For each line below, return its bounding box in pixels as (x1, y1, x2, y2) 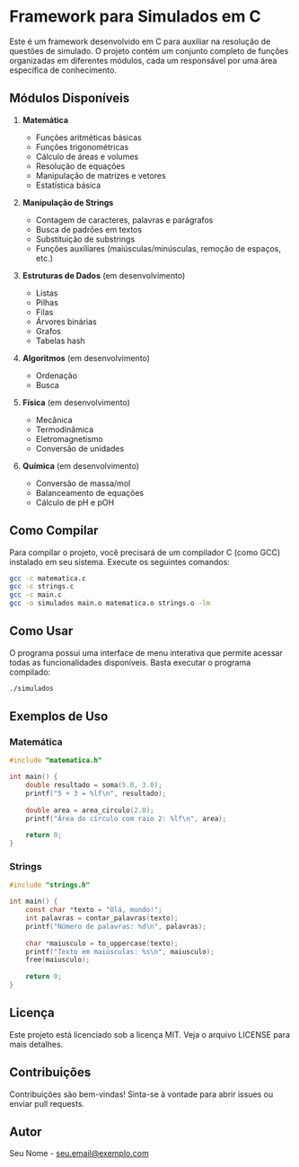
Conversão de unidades (35, 443, 125, 454)
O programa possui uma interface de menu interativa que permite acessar (9, 647, 283, 658)
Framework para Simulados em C (9, 6, 261, 27)
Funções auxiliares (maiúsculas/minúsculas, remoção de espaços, (35, 243, 281, 253)
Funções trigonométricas (35, 141, 129, 152)
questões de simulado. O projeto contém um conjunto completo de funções (9, 45, 289, 56)
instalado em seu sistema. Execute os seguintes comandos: (9, 556, 231, 567)
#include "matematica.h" (9, 756, 102, 765)
